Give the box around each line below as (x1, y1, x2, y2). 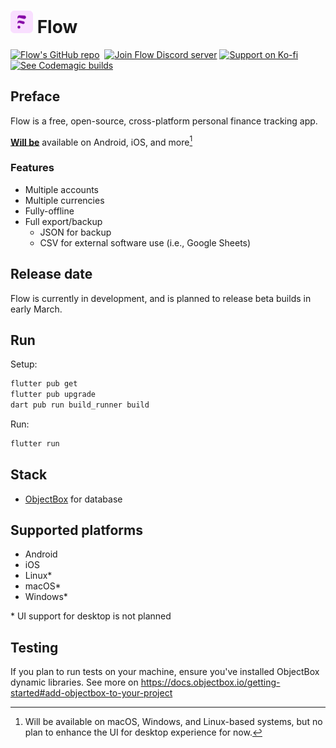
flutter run (10, 438, 60, 449)
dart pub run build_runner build (10, 400, 150, 410)
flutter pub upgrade (10, 390, 97, 400)
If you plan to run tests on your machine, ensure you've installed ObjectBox (10, 666, 320, 678)
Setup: (10, 358, 38, 370)
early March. (10, 303, 63, 315)
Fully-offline (24, 205, 75, 217)
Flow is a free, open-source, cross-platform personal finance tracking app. (10, 115, 318, 127)
